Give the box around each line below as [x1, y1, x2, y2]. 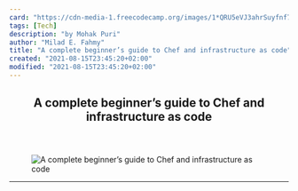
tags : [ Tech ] [9, 21, 58, 30]
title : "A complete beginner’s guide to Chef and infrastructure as [9, 46, 268, 55]
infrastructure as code [85, 109, 213, 124]
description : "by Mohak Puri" [9, 29, 122, 38]
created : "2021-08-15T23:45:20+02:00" [9, 54, 153, 63]
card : [9, 12, 29, 22]
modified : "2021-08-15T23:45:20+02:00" [9, 63, 157, 72]
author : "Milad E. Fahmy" [9, 37, 105, 47]
